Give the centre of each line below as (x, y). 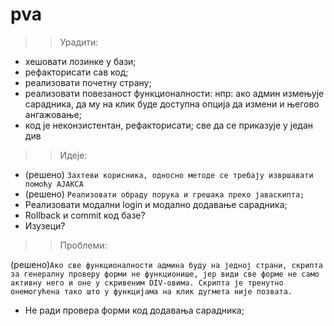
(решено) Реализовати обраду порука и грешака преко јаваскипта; (164, 194)
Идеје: (73, 155)
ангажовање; (53, 114)
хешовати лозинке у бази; (80, 61)
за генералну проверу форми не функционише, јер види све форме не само (165, 274)
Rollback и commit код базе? (85, 215)
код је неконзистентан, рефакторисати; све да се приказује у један (169, 125)
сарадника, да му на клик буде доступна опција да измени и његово (172, 104)
